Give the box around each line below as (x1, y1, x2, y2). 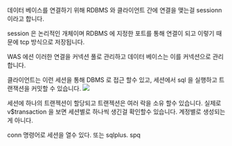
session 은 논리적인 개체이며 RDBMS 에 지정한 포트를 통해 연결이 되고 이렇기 (7, 30, 215, 37)
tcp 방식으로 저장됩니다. (19, 38, 85, 46)
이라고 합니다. (7, 14, 45, 23)
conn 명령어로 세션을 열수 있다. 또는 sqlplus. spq (7, 131, 141, 139)
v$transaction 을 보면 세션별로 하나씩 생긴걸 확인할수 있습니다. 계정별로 (7, 107, 202, 116)
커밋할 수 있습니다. (30, 85, 82, 92)
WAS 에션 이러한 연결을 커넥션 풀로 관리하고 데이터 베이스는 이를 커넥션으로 (7, 52, 211, 61)
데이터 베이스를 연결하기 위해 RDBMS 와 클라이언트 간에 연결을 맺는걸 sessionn (7, 6, 222, 14)
